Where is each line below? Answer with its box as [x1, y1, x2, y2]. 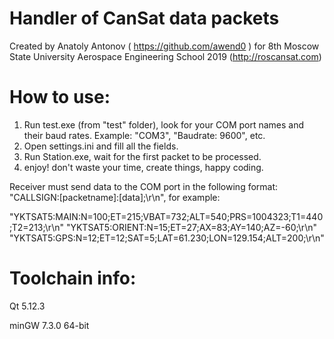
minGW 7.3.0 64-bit [9, 319, 90, 331]
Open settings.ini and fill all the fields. [23, 140, 179, 152]
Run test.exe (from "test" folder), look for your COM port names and [23, 118, 305, 131]
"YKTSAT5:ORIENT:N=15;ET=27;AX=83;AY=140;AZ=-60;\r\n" [65, 221, 317, 233]
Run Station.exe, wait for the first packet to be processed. [23, 150, 262, 162]
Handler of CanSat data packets [9, 7, 280, 30]
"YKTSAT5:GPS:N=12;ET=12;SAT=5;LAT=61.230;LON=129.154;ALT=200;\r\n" [9, 232, 325, 244]
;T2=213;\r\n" [9, 221, 64, 233]
